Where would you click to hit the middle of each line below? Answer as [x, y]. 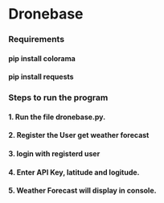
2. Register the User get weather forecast [79, 135]
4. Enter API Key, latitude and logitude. [74, 172]
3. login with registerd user [54, 153]
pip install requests [41, 77]
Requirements [37, 39]
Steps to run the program [58, 97]
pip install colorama [42, 58]
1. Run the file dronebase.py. [57, 117]
